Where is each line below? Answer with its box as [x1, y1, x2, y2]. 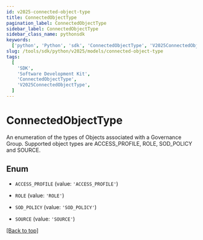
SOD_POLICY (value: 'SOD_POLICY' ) [14, 203, 97, 210]
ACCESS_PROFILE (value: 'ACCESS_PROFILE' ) [14, 180, 119, 187]
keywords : [6, 37, 31, 43]
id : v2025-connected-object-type [6, 8, 91, 15]
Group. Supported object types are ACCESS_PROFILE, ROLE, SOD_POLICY [6, 140, 192, 147]
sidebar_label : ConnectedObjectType [6, 25, 98, 32]
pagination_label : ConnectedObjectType [6, 20, 107, 26]
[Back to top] [6, 227, 39, 234]
